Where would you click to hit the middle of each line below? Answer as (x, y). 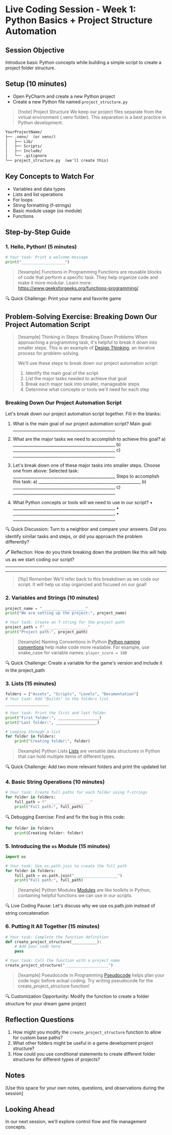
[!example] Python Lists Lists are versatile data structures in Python (89, 751)
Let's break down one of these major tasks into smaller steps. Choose (86, 465)
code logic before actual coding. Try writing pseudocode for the (85, 980)
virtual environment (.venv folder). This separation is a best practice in (92, 117)
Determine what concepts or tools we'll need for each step (87, 389)
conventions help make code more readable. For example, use (83, 647)
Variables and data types (39, 189)
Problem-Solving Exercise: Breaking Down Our (81, 316)
